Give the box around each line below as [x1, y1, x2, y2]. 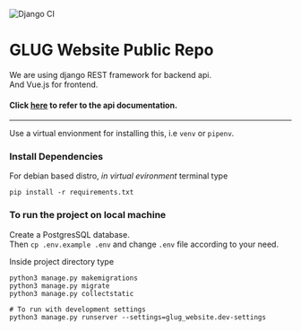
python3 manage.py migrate [9, 281, 110, 291]
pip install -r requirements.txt [9, 188, 134, 197]
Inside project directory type [9, 256, 115, 266]
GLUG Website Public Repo [9, 40, 214, 60]
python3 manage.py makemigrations [9, 274, 139, 283]
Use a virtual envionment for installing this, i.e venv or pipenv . [9, 128, 235, 139]
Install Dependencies [9, 151, 104, 163]
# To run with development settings [9, 305, 146, 314]
